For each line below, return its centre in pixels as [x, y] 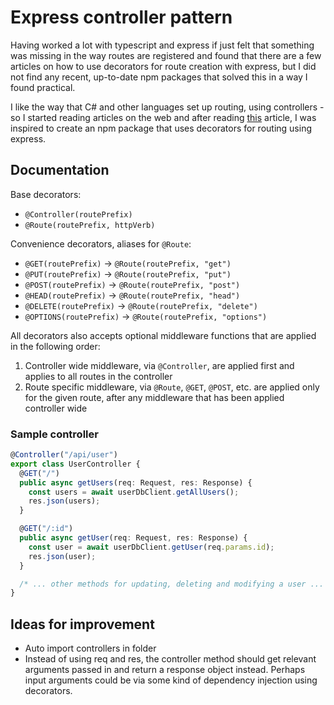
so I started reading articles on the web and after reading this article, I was [163, 117]
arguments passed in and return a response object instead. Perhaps [165, 670]
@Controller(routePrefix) [78, 214]
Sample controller [54, 434]
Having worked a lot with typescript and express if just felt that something [162, 45]
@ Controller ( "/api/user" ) [64, 455]
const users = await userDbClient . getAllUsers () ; [134, 492]
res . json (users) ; [64, 501]
